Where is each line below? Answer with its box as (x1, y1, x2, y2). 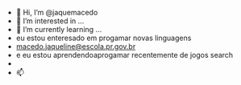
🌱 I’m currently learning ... (15, 25, 102, 34)
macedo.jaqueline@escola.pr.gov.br (15, 42, 136, 51)
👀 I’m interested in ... (15, 16, 85, 26)
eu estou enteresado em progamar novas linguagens (15, 33, 192, 42)
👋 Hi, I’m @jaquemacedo (15, 8, 98, 17)
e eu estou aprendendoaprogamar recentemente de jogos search (15, 51, 234, 59)
